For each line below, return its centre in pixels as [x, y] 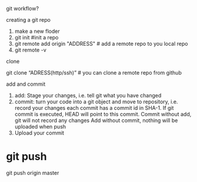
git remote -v [30, 50]
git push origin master [33, 173]
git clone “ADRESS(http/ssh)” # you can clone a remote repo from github [94, 73]
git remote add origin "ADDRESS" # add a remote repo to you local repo [101, 44]
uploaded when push [40, 127]
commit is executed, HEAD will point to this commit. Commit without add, [103, 114]
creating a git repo [29, 20]
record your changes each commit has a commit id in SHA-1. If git [94, 108]
